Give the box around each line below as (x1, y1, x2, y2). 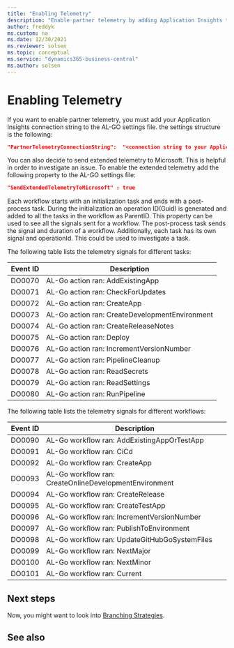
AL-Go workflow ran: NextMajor (46, 546, 151, 556)
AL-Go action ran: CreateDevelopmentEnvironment (46, 310, 214, 319)
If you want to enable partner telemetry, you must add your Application (7, 115, 210, 123)
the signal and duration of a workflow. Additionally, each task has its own (7, 227, 217, 235)
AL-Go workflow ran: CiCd (46, 447, 134, 457)
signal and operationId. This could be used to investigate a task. (7, 234, 191, 243)
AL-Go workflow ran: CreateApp (46, 458, 152, 468)
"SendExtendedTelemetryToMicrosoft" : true (7, 184, 136, 192)
